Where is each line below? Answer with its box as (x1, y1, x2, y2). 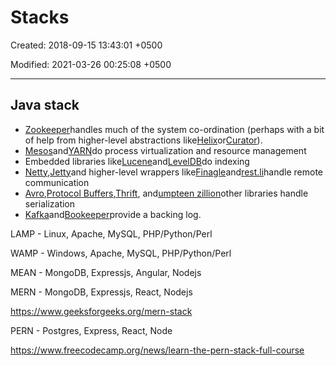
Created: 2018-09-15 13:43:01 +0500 (10, 39, 163, 51)
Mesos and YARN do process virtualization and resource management (24, 144, 307, 156)
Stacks (10, 6, 70, 29)
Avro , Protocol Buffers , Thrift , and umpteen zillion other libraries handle (24, 187, 309, 199)
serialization (24, 197, 76, 210)
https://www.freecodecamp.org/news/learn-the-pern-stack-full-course (10, 344, 305, 356)
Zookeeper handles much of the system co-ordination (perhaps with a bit (24, 123, 325, 135)
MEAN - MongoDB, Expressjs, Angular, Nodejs (10, 266, 202, 278)
